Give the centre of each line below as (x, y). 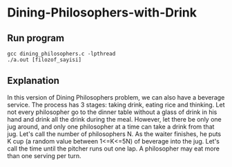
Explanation (33, 81)
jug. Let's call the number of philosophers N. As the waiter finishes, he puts (114, 134)
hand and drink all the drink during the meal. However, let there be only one (115, 119)
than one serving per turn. (44, 155)
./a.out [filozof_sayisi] (44, 60)
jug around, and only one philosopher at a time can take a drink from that (111, 126)
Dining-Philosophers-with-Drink (102, 13)
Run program (36, 38)
